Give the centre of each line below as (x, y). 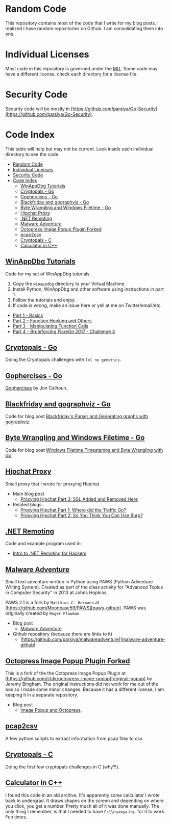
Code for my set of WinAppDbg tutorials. (48, 274)
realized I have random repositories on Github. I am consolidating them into (84, 28)
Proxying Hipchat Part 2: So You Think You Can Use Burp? (81, 515)
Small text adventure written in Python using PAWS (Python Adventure (79, 582)
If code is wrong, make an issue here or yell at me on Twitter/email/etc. (87, 305)
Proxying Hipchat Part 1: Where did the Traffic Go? (73, 510)
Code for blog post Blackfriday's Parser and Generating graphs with (77, 416)
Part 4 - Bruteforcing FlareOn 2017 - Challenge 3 (64, 331)
